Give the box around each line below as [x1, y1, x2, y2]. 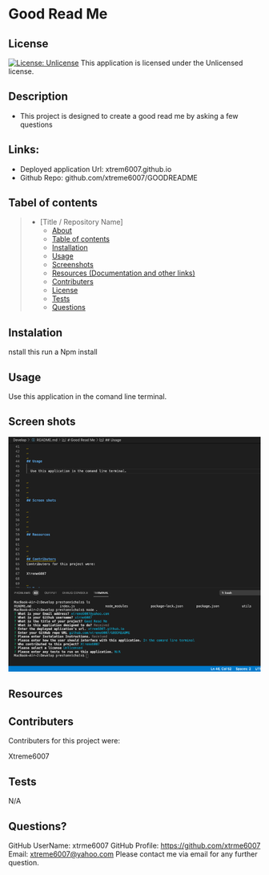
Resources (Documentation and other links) [51, 268, 196, 278]
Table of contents [51, 234, 110, 244]
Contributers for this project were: [8, 736, 120, 746]
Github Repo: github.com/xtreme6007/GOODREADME [19, 173, 198, 182]
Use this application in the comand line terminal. [8, 392, 167, 401]
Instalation [8, 326, 62, 340]
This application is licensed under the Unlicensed [80, 58, 243, 67]
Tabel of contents [8, 196, 98, 210]
